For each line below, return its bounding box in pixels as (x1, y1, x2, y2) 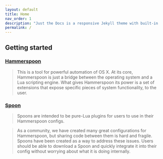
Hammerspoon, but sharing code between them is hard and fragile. (17, 133, 152, 139)
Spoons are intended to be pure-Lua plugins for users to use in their (17, 113, 154, 119)
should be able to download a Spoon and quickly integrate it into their (17, 143, 157, 149)
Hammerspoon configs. (17, 118, 65, 124)
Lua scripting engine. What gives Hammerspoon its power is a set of (17, 79, 155, 85)
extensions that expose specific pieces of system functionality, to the (17, 84, 157, 90)
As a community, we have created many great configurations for (17, 128, 146, 134)
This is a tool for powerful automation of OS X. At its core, (17, 69, 133, 75)
